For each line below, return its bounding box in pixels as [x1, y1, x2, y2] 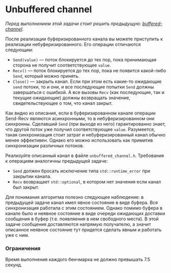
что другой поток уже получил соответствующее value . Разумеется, [5, 126, 155, 132]
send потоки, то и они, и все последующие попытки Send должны [12, 83, 154, 90]
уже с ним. [5, 232, 30, 238]
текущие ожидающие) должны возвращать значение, [12, 95, 131, 101]
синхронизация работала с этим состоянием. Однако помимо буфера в [5, 204, 163, 211]
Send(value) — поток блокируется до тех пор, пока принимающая [12, 56, 157, 62]
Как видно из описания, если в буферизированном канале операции [5, 110, 156, 116]
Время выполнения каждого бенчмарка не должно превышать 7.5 [5, 257, 151, 263]
